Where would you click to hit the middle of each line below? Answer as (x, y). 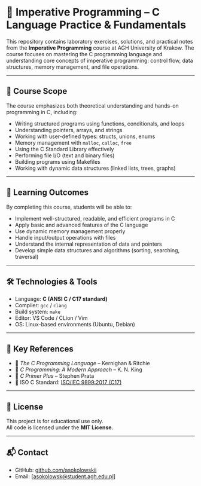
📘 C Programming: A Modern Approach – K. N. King (78, 369)
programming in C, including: (42, 112)
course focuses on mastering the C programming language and (84, 54)
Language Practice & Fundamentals (96, 25)
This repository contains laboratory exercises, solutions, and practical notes (100, 41)
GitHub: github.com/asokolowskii (56, 470)
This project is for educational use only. (55, 421)
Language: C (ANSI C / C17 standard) (61, 299)
